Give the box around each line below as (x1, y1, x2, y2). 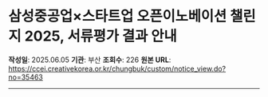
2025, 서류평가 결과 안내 (24, 27, 177, 45)
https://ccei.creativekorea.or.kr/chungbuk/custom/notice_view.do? (8, 64, 227, 73)
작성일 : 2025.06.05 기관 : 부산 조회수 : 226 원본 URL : (8, 55, 171, 64)
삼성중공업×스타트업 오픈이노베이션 (8, 7, 227, 25)
